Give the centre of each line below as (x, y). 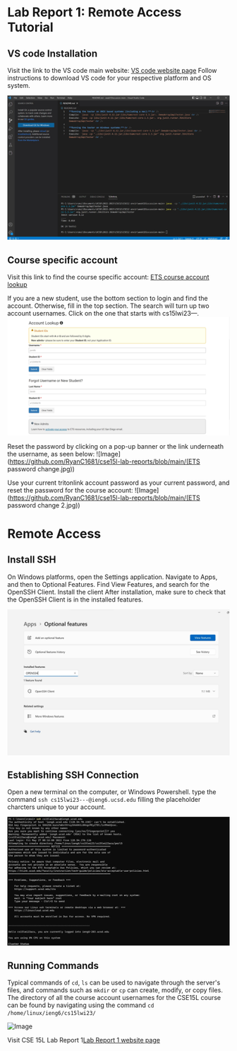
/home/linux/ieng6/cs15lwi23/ (52, 1013)
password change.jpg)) (41, 469)
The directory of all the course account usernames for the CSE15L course (114, 998)
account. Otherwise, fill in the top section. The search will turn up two (108, 306)
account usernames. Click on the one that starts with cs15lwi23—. (103, 314)
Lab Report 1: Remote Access (95, 12)
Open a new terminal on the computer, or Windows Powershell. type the (112, 792)
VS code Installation (52, 53)
